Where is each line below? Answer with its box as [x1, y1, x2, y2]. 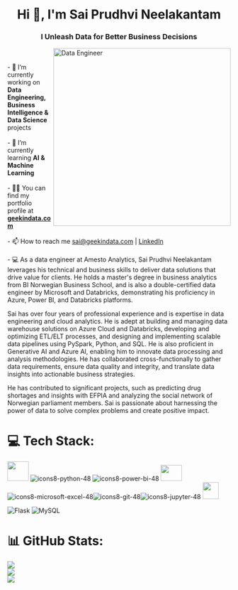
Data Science [7, 116, 47, 124]
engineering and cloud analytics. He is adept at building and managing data [7, 317, 228, 326]
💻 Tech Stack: [7, 433, 95, 449]
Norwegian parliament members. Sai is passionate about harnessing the [7, 399, 218, 407]
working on [7, 78, 40, 87]
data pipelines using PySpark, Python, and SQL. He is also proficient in [7, 340, 214, 348]
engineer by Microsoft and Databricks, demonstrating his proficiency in [7, 288, 215, 297]
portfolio [7, 199, 33, 208]
